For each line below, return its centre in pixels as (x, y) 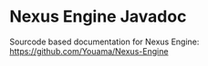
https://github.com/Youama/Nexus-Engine (89, 51)
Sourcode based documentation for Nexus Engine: (104, 42)
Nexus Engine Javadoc (98, 17)
